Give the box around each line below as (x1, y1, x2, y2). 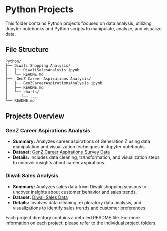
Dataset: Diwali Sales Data (12, 194, 68, 200)
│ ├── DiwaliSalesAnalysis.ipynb (5, 67, 80, 72)
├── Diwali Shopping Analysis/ (5, 63, 71, 68)
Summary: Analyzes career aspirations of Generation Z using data (12, 138, 151, 144)
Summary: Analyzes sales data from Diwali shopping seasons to (12, 183, 147, 189)
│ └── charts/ (5, 89, 39, 94)
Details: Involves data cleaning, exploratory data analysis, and (12, 199, 142, 205)
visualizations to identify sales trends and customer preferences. (12, 205, 147, 211)
